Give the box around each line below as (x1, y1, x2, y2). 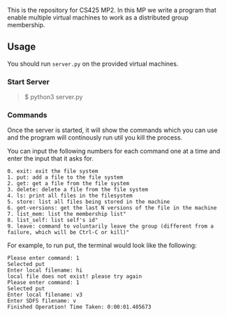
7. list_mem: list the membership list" (7, 211, 127, 218)
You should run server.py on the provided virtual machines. (7, 59, 179, 68)
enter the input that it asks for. (7, 154, 94, 163)
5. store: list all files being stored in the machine (7, 198, 170, 205)
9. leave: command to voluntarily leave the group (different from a (7, 223, 214, 230)
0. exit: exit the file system (7, 168, 98, 175)
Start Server (7, 77, 50, 87)
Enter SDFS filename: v (7, 297, 77, 304)
